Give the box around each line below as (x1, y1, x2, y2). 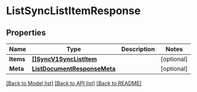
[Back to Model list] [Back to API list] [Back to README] (6, 80, 142, 87)
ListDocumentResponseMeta (31, 65, 116, 73)
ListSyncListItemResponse (6, 4, 141, 18)
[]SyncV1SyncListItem (31, 55, 98, 63)
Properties (6, 28, 46, 38)
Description (121, 45, 155, 53)
